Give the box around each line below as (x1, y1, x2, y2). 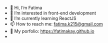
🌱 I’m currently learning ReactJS (9, 15, 76, 21)
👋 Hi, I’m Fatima (9, 5, 42, 10)
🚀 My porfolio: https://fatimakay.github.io (9, 28, 94, 34)
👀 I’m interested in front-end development (9, 10, 96, 16)
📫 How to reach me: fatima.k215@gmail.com (9, 21, 103, 27)
